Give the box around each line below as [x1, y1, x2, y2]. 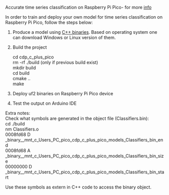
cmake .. [12, 76, 31, 81]
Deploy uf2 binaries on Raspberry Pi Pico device [12, 91, 114, 96]
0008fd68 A [5, 148, 31, 153]
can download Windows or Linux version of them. [12, 35, 116, 40]
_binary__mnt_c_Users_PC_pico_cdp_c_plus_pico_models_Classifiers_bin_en [5, 137, 163, 143]
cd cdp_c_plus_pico [12, 54, 54, 60]
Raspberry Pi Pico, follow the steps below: [5, 20, 93, 25]
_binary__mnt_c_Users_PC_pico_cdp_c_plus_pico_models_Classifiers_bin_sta [5, 169, 164, 175]
